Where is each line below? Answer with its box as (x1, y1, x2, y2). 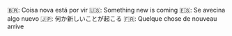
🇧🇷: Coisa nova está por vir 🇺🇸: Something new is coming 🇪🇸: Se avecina (7, 6, 226, 14)
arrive (7, 22, 24, 30)
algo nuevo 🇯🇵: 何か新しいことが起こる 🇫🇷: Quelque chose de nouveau (7, 15, 217, 23)
